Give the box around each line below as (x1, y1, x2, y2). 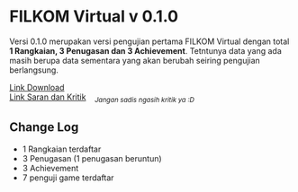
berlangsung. (9, 65, 59, 75)
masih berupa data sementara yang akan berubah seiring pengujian (9, 55, 261, 65)
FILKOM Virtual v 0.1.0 (9, 6, 178, 27)
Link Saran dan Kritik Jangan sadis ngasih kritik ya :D (9, 92, 195, 104)
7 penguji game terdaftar (22, 172, 114, 183)
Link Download (9, 82, 65, 92)
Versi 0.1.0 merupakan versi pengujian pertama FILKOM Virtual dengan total (9, 36, 290, 47)
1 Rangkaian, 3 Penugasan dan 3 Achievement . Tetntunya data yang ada (9, 45, 282, 56)
